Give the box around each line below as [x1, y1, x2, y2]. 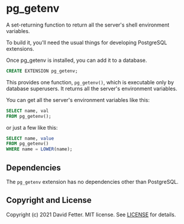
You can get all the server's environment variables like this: [6, 96, 150, 103]
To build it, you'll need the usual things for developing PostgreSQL [6, 39, 167, 46]
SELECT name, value [6, 135, 54, 141]
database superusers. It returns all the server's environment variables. [6, 85, 177, 92]
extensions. [6, 45, 34, 52]
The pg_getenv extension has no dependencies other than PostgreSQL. [6, 179, 179, 185]
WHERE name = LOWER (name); [6, 146, 73, 152]
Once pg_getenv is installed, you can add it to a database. [6, 57, 147, 64]
